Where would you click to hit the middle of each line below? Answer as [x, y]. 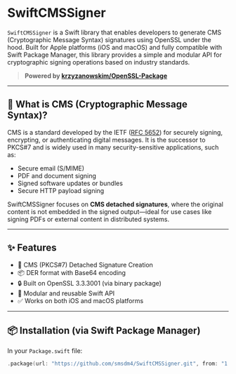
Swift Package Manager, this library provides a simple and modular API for [115, 55]
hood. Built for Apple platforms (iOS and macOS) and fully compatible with [115, 47]
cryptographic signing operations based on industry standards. [99, 62]
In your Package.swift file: [45, 351]
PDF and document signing [57, 175]
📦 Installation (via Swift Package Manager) [104, 330]
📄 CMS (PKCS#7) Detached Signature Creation [85, 265]
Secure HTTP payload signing [61, 190]
